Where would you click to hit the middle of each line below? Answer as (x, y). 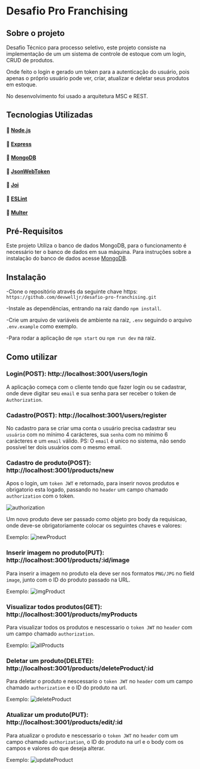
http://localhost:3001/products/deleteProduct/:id (80, 668)
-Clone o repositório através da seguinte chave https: (72, 292)
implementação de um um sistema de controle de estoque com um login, (96, 54)
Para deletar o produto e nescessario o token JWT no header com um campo (100, 682)
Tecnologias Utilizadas (50, 115)
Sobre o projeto (35, 33)
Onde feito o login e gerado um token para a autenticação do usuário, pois (98, 72)
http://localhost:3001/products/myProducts (72, 614)
